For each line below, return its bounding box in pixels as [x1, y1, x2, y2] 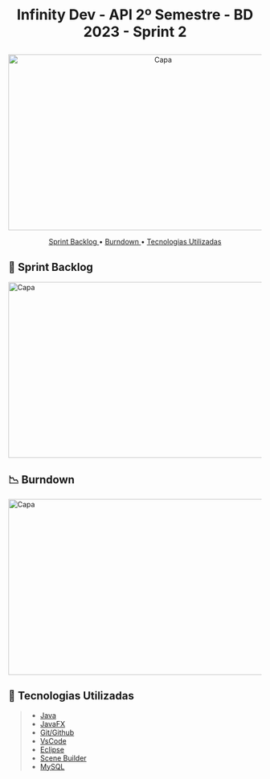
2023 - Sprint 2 [83, 23, 187, 41]
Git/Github [39, 728, 75, 737]
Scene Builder [39, 753, 87, 763]
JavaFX [39, 719, 66, 728]
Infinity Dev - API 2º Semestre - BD [16, 6, 254, 24]
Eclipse [39, 744, 64, 754]
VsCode [39, 736, 67, 745]
